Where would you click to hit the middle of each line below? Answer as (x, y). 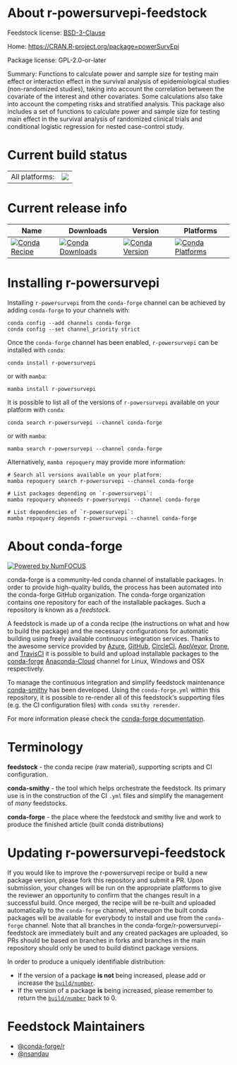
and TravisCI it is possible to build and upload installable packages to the (113, 654)
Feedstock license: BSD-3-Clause (56, 33)
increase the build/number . (56, 983)
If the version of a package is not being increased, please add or (111, 975)
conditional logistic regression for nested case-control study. (96, 126)
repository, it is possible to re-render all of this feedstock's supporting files (116, 697)
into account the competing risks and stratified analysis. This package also (116, 103)
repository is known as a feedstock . (59, 610)
